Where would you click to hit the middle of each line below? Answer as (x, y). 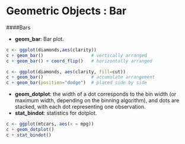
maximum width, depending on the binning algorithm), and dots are (97, 101)
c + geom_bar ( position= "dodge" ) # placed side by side (76, 83)
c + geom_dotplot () (30, 130)
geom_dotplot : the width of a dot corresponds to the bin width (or (95, 94)
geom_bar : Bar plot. (39, 39)
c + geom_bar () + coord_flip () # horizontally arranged (79, 61)
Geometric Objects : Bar (66, 11)
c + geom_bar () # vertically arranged (76, 55)
